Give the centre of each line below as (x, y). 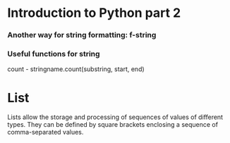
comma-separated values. (46, 132)
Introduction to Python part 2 (94, 13)
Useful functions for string (54, 54)
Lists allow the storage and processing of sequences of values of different (115, 117)
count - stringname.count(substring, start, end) (76, 69)
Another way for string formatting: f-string (82, 35)
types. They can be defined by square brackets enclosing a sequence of (113, 125)
